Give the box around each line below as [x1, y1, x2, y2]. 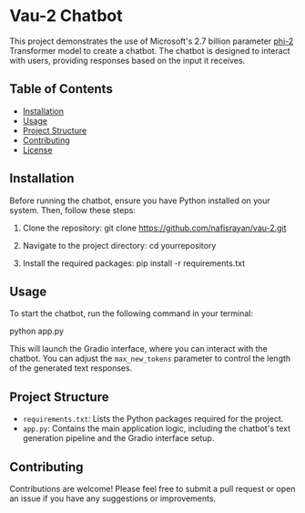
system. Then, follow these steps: [9, 204, 137, 215]
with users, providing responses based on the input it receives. [9, 55, 246, 66]
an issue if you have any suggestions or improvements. [9, 493, 217, 504]
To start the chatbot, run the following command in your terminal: [9, 308, 253, 319]
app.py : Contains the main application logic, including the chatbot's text [22, 423, 291, 434]
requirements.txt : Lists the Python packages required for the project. [22, 414, 284, 425]
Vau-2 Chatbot [9, 5, 123, 26]
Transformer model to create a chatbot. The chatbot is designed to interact [9, 45, 290, 56]
